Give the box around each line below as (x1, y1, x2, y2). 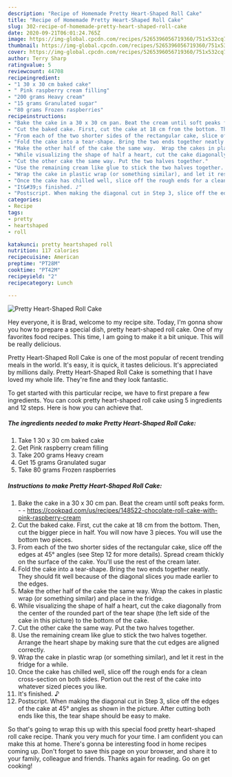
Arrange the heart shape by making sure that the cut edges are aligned (17, 638, 220, 646)
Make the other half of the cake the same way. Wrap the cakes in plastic (17, 587, 223, 595)
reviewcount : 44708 (8, 68, 64, 75)
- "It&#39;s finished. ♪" (8, 184, 82, 191)
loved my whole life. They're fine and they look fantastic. (8, 375, 169, 383)
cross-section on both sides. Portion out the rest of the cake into (17, 675, 202, 684)
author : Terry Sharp (8, 55, 67, 62)
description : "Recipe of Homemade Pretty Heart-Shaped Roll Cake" (8, 10, 202, 17)
